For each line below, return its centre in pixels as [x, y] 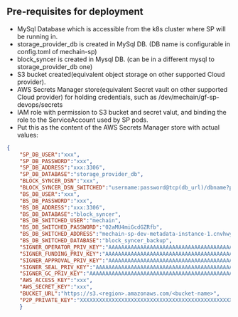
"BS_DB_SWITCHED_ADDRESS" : [59, 234]
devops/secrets [40, 104]
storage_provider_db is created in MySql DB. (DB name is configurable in [124, 44]
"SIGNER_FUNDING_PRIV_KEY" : [61, 254]
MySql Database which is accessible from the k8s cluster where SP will [121, 28]
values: [27, 135]
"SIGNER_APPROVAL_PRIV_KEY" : [63, 260]
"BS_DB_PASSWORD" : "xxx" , [56, 201]
